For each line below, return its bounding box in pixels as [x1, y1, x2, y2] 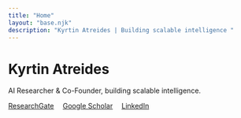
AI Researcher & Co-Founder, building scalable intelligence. [8, 86, 202, 95]
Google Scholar [62, 101, 113, 111]
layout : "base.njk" [8, 19, 72, 27]
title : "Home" [8, 11, 55, 20]
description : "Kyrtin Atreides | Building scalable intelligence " [8, 26, 235, 34]
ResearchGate [8, 101, 54, 111]
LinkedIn [121, 101, 150, 111]
